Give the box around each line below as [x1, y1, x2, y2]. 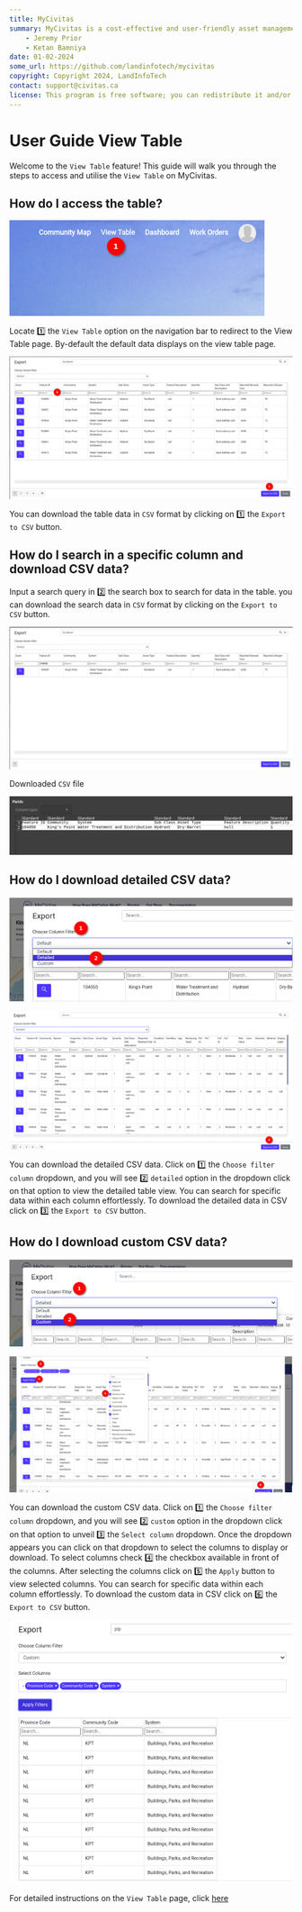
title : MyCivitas [9, 14, 75, 23]
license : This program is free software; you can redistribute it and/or [9, 90, 292, 99]
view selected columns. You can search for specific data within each [9, 1579, 263, 1589]
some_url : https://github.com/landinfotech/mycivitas [9, 62, 216, 71]
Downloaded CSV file [9, 778, 84, 788]
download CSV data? [9, 561, 130, 577]
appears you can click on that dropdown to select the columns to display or [9, 1542, 289, 1553]
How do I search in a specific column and [9, 548, 244, 563]
